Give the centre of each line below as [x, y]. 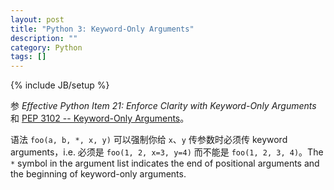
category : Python [46, 47]
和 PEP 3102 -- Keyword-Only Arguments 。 [100, 118]
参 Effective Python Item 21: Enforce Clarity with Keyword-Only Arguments [163, 106]
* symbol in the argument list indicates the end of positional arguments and [165, 163]
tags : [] [28, 57]
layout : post [37, 19]
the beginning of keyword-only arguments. [98, 174]
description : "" [44, 38]
